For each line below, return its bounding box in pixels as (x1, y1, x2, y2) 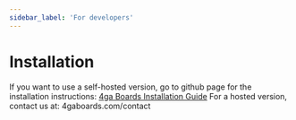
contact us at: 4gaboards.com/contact (9, 100, 151, 111)
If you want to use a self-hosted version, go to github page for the (9, 81, 252, 92)
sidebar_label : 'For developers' (9, 13, 134, 22)
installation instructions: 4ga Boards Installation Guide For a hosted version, (9, 90, 288, 101)
